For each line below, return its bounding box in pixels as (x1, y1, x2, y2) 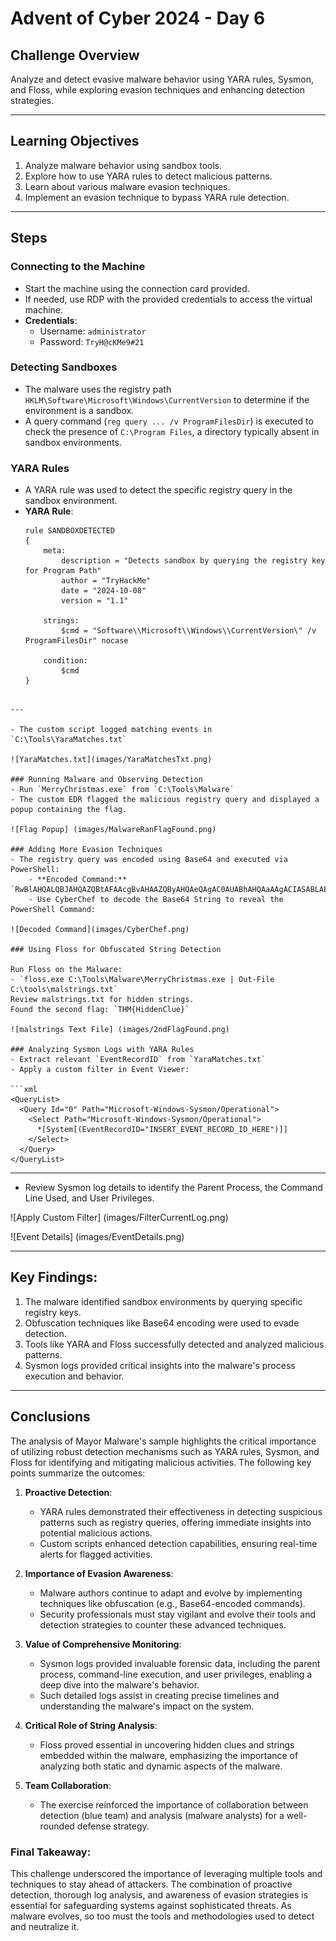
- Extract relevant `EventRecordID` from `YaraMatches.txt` (10, 1055, 267, 1065)
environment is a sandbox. (24, 404, 135, 416)
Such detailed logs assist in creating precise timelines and (39, 1689, 280, 1701)
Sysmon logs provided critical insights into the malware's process (24, 1359, 296, 1371)
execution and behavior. (24, 1370, 125, 1382)
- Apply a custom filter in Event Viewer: (10, 1065, 190, 1075)
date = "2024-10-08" (61, 586, 147, 596)
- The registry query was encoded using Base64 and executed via (10, 855, 288, 865)
